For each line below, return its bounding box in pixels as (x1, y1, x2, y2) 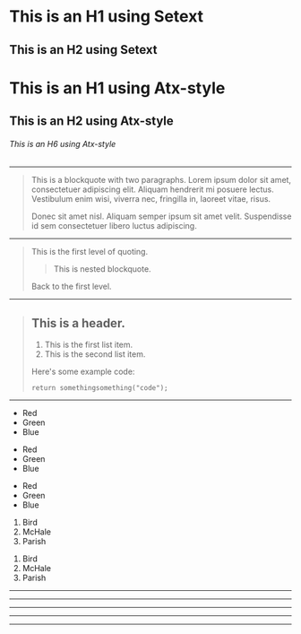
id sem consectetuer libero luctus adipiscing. (30, 221, 197, 231)
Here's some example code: (30, 366, 135, 378)
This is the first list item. (44, 339, 133, 351)
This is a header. (30, 316, 125, 331)
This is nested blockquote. (53, 264, 151, 274)
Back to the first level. (30, 281, 112, 292)
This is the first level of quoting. (30, 247, 149, 257)
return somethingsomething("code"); (30, 384, 168, 393)
